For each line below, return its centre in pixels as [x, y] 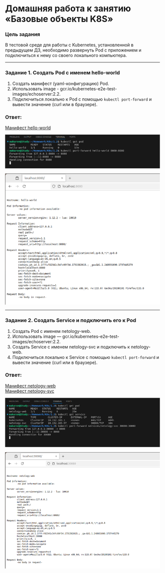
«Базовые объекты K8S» [59, 19]
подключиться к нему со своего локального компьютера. [66, 55]
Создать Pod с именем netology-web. [52, 331]
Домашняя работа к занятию [68, 9]
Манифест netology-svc [30, 391]
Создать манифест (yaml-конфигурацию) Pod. [61, 83]
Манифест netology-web [30, 385]
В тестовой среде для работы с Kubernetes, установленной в [69, 45]
